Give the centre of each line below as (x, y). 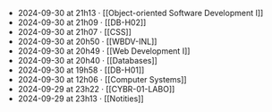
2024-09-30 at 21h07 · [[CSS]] (75, 32)
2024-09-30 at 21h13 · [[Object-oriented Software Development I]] (140, 13)
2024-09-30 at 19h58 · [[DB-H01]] (81, 70)
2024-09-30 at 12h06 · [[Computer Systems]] (102, 79)
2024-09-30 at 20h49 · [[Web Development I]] (104, 51)
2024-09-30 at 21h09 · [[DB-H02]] (82, 22)
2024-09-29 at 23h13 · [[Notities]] (81, 99)
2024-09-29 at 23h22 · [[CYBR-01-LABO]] (96, 89)
